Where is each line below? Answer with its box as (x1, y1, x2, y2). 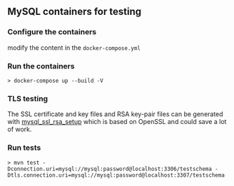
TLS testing (7, 93, 49, 103)
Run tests (7, 143, 41, 153)
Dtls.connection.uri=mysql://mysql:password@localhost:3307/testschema (7, 171, 225, 179)
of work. (7, 125, 32, 134)
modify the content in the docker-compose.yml (7, 43, 141, 52)
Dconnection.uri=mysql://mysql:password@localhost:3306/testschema (7, 165, 213, 172)
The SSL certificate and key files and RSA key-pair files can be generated (7, 110, 223, 118)
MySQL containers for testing (7, 6, 141, 18)
